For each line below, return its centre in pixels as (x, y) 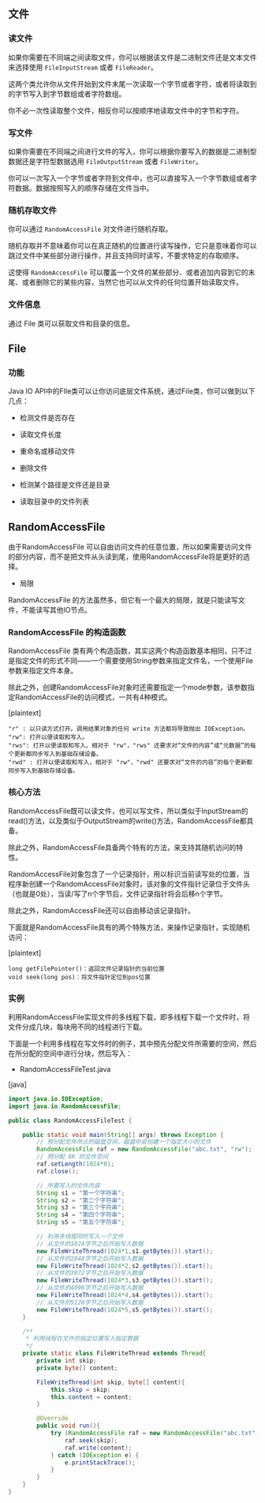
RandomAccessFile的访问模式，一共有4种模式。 (93, 697)
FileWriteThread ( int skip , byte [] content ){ (111, 1382)
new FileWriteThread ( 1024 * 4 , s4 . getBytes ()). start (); (125, 1296)
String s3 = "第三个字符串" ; (81, 1208)
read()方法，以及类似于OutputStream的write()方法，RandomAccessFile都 (127, 820)
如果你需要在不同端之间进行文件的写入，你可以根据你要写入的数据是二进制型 (132, 151)
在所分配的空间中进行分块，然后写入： (70, 1053)
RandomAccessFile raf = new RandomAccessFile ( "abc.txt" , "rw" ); (144, 1150)
